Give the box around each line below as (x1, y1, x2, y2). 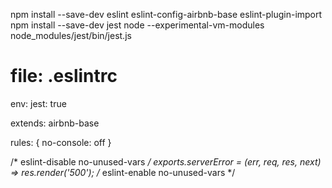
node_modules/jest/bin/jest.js (10, 30, 132, 41)
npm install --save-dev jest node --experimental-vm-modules (10, 19, 265, 31)
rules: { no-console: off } (10, 136, 112, 148)
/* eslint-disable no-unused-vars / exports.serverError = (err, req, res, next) (10, 155, 322, 168)
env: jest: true (10, 97, 67, 109)
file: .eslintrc (10, 65, 118, 88)
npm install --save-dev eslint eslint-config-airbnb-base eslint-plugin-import (10, 9, 323, 20)
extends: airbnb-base (10, 117, 100, 129)
